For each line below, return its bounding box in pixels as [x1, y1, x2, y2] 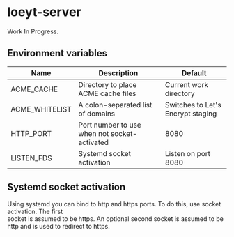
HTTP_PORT [10, 128, 52, 138]
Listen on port [164, 148, 211, 158]
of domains [78, 109, 116, 118]
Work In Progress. [7, 27, 59, 36]
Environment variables [7, 47, 108, 59]
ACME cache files [78, 89, 136, 98]
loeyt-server [7, 4, 81, 20]
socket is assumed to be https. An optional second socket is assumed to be [7, 214, 224, 223]
